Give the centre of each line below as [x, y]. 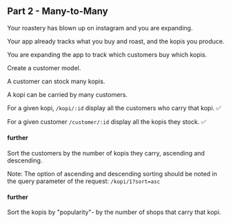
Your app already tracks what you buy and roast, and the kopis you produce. [116, 41]
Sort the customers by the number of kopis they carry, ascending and [106, 153]
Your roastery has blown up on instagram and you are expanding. [100, 28]
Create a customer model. [44, 67]
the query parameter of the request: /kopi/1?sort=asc [84, 181]
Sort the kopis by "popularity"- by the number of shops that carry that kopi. [114, 212]
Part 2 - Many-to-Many [58, 11]
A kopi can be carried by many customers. [67, 94]
